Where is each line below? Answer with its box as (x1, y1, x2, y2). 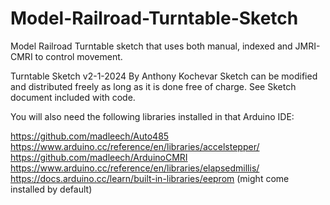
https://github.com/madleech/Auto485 (10, 130, 170, 142)
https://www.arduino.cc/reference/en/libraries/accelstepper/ (10, 140, 260, 152)
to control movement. (34, 50, 123, 62)
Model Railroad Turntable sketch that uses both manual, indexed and (10, 40, 293, 52)
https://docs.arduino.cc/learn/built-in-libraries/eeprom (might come (10, 172, 290, 184)
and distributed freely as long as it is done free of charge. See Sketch (10, 80, 297, 92)
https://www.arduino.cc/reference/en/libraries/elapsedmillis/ (10, 162, 260, 174)
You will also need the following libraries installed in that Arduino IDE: (10, 110, 295, 122)
